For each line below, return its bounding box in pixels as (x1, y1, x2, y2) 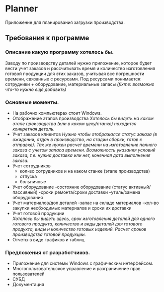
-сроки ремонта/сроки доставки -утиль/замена (38, 189, 141, 195)
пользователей (12, 271, 45, 277)
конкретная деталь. (12, 126, 55, 132)
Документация (12, 282, 45, 288)
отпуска (19, 173, 37, 179)
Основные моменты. (5, 99, 59, 106)
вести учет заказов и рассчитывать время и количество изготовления (5, 65, 156, 71)
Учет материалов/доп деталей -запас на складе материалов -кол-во (12, 200, 159, 206)
